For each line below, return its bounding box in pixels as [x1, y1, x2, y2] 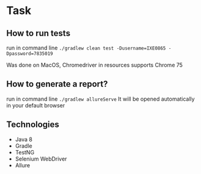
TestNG [15, 148, 35, 156]
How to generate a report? [6, 79, 108, 89]
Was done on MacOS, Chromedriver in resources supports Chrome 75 [6, 62, 183, 68]
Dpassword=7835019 [6, 51, 53, 57]
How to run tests [6, 28, 71, 38]
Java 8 [15, 136, 32, 143]
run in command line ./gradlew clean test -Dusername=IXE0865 [6, 44, 166, 51]
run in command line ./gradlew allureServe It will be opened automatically [6, 95, 195, 103]
